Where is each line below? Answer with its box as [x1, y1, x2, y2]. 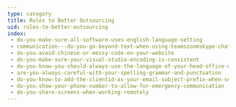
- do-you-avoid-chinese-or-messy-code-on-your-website [10, 50, 174, 57]
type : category [7, 10, 52, 18]
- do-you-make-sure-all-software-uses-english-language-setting [10, 37, 202, 44]
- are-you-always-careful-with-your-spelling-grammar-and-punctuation [10, 69, 221, 76]
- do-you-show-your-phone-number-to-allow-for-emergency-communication [10, 82, 225, 89]
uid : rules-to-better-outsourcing [7, 23, 109, 30]
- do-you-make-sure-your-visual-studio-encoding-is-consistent [10, 56, 199, 63]
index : [7, 30, 27, 37]
